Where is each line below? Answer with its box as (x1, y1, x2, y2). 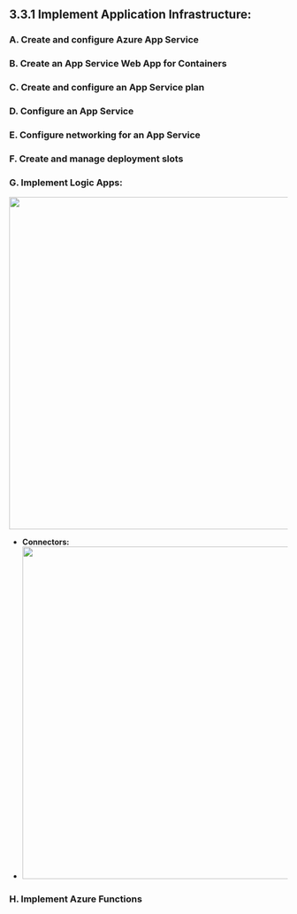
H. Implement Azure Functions (9, 893, 143, 905)
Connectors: (21, 536, 70, 548)
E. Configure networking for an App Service (9, 129, 201, 141)
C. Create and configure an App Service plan (9, 82, 205, 94)
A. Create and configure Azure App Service (9, 34, 199, 46)
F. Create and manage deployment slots (9, 152, 184, 165)
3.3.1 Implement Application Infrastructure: (9, 7, 252, 22)
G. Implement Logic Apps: (9, 176, 123, 189)
